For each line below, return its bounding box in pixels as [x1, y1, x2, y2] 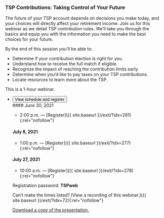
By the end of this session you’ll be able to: [5, 46, 93, 52]
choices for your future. [5, 36, 53, 42]
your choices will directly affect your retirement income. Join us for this [5, 20, 150, 26]
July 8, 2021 [12, 129, 38, 135]
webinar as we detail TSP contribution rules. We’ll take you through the [5, 26, 149, 32]
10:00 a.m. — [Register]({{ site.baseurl [19, 167, 98, 173]
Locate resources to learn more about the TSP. [12, 76, 108, 83]
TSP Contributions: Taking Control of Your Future [5, 4, 125, 11]
